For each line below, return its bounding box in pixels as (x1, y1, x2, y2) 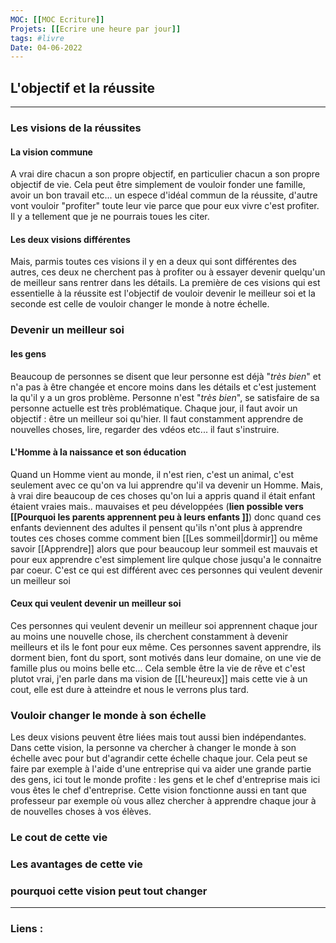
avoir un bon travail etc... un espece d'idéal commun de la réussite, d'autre (10, 189, 318, 201)
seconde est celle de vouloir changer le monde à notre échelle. (10, 298, 270, 310)
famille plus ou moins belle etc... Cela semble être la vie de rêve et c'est (10, 662, 306, 674)
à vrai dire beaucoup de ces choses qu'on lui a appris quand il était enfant (10, 489, 316, 501)
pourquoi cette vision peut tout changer (10, 884, 208, 898)
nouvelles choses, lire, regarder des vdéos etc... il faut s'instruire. (10, 423, 280, 435)
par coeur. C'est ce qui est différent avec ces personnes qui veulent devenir (10, 564, 323, 576)
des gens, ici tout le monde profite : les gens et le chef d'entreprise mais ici (10, 774, 321, 786)
